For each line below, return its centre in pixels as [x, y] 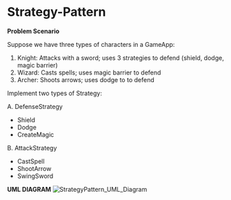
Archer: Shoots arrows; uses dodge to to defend [86, 79]
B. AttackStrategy [32, 148]
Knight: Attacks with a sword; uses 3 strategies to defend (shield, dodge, [120, 58]
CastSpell [31, 161]
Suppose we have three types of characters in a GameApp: [91, 44]
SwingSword [35, 176]
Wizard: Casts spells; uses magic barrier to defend [89, 72]
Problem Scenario [33, 31]
